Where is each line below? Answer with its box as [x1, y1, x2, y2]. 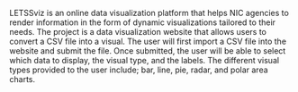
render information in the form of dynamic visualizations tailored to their [9, 17, 276, 28]
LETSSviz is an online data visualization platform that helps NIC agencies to [9, 8, 290, 18]
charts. [9, 74, 36, 84]
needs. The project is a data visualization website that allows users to [9, 27, 267, 37]
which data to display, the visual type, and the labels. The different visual [9, 55, 280, 65]
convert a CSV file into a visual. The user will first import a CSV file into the [9, 36, 286, 46]
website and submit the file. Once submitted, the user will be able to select [9, 46, 286, 56]
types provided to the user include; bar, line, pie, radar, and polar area [9, 64, 268, 75]
